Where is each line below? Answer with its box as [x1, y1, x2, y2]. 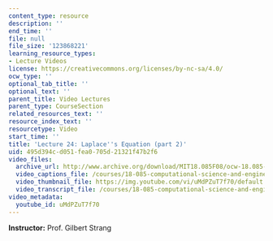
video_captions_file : [15, 170, 89, 179]
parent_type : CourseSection [8, 102, 104, 110]
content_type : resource [8, 11, 89, 20]
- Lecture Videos [8, 58, 67, 66]
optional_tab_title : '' [8, 80, 89, 88]
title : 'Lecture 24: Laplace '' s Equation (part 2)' [8, 140, 187, 148]
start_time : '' [8, 132, 60, 140]
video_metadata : [8, 192, 63, 201]
